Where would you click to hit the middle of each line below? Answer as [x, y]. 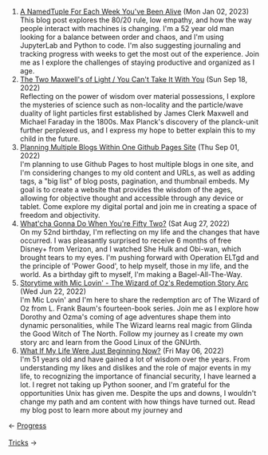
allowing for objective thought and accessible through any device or [132, 198]
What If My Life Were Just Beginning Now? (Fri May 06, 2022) [122, 351]
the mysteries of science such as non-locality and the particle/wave [131, 105]
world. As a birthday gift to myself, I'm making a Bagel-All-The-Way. [131, 274]
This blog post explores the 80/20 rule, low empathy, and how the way [136, 20]
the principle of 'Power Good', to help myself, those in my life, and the [134, 266]
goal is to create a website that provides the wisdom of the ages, [126, 190]
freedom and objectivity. [60, 215]
